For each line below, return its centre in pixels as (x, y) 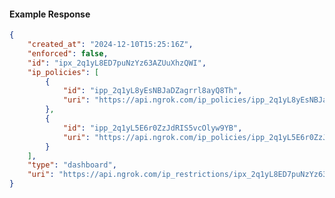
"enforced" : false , (68, 53)
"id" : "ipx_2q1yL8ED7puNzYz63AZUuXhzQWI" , (117, 63)
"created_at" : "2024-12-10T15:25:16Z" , (110, 45)
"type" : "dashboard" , (72, 165)
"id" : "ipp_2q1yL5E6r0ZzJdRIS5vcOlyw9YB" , (152, 128)
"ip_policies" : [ (63, 72)
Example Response (50, 14)
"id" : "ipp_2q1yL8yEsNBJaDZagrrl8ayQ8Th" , (152, 91)
